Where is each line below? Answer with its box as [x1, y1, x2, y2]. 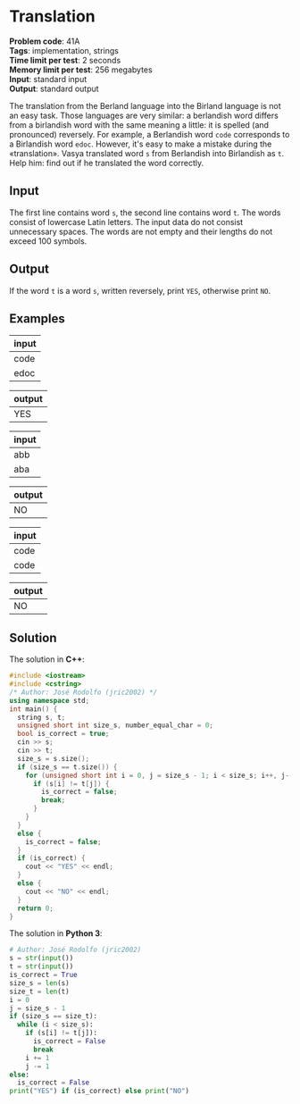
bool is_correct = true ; [17, 730, 110, 739]
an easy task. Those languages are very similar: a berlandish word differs [9, 110, 279, 121]
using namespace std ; [9, 696, 90, 705]
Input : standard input [9, 73, 87, 84]
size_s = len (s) [9, 978, 70, 988]
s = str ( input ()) [9, 954, 74, 963]
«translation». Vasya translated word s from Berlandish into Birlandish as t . [9, 147, 285, 158]
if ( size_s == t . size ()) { [17, 762, 118, 772]
